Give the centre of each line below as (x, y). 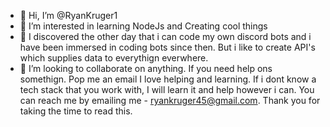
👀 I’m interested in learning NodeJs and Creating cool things (143, 26)
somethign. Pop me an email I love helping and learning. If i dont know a (168, 79)
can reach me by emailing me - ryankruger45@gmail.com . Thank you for (170, 100)
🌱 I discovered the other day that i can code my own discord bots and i (165, 36)
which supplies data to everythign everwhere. (114, 58)
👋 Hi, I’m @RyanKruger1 (68, 15)
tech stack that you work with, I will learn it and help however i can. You (167, 89)
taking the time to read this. (76, 111)
